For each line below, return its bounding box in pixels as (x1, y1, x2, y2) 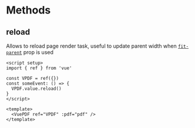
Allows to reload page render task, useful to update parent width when (6, 42, 177, 49)
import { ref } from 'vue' (6, 65, 72, 71)
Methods (6, 4, 51, 17)
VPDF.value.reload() (11, 86, 62, 92)
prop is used (23, 49, 54, 56)
